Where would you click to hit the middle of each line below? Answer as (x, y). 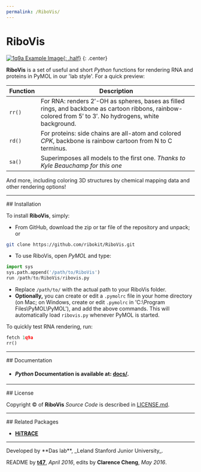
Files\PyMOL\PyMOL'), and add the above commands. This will (92, 309)
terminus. (54, 148)
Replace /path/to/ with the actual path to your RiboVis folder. (90, 290)
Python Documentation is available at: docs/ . (72, 374)
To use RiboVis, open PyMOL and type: (63, 256)
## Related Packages (32, 422)
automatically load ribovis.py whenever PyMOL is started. (87, 315)
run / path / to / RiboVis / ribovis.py (48, 278)
